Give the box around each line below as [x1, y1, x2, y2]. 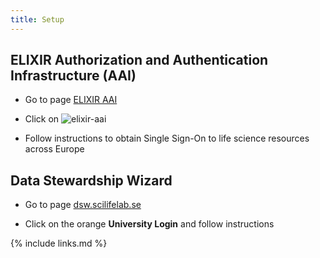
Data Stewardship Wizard [10, 172, 173, 189]
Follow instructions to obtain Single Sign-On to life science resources [24, 132, 310, 145]
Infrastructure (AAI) [10, 67, 137, 85]
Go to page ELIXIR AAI [24, 94, 118, 106]
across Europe [24, 143, 85, 155]
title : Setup [10, 14, 65, 25]
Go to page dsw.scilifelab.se [24, 199, 142, 211]
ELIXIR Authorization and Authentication [10, 52, 269, 69]
